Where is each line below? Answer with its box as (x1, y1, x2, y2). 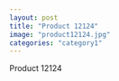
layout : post (9, 13, 59, 22)
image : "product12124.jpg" (9, 30, 111, 39)
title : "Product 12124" (9, 22, 99, 31)
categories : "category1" (9, 38, 103, 48)
